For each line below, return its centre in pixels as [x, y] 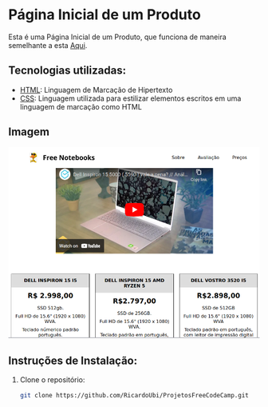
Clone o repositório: [52, 380]
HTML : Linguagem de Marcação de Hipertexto [96, 90]
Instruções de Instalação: [73, 360]
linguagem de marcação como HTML [81, 106]
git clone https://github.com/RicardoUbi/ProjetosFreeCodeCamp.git [134, 396]
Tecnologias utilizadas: [67, 71]
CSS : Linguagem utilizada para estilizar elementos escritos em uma [130, 98]
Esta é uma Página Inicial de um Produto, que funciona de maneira [118, 37]
